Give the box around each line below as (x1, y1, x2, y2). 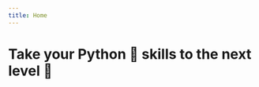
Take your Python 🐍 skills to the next (8, 45, 252, 63)
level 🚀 (8, 62, 53, 79)
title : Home (8, 11, 47, 20)
